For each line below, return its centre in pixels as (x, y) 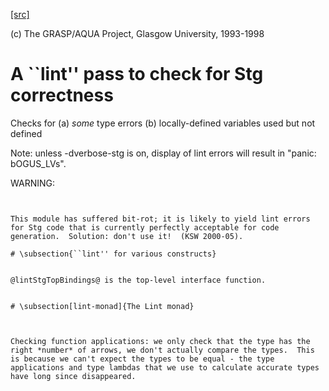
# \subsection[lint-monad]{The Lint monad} (102, 306)
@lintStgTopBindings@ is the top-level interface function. (138, 280)
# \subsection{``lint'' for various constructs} (113, 254)
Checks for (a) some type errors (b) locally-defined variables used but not (163, 123)
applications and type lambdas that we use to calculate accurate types (165, 367)
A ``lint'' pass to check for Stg (137, 74)
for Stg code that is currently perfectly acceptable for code (145, 227)
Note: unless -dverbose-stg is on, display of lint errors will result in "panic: (163, 153)
